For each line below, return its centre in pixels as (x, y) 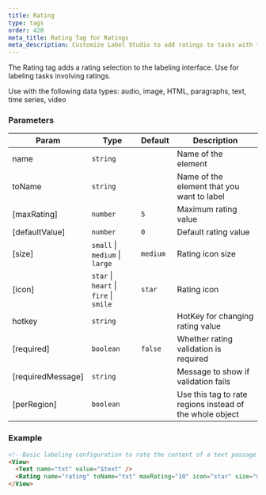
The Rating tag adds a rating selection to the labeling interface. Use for (124, 67)
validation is (199, 349)
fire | (102, 295)
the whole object (208, 414)
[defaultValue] (39, 232)
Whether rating (205, 339)
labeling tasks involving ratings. (59, 76)
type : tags (26, 23)
